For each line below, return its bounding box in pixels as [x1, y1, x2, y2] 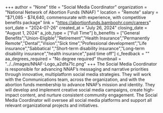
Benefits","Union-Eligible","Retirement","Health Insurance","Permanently [5, 35, 150, 41]
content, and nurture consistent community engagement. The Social [20, 92, 158, 98]
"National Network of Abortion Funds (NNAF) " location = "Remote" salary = [5, 9, 159, 15]
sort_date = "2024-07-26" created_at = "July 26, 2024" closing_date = [5, 25, 148, 31]
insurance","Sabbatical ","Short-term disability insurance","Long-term [5, 46, 145, 51]
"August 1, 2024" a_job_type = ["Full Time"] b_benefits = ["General [5, 30, 140, 36]
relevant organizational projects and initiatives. [5, 102, 99, 108]
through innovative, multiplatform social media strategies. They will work [5, 72, 151, 77]
